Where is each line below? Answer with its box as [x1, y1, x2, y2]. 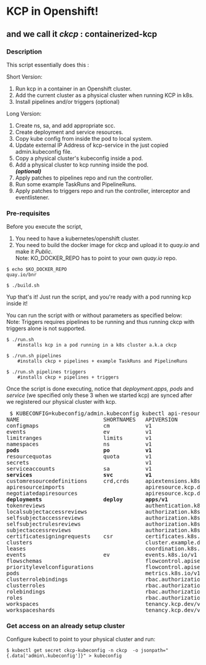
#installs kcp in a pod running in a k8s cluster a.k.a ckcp [17, 342, 177, 348]
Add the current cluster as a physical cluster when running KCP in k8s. [15, 91, 194, 99]
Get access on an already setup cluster [6, 622, 125, 631]
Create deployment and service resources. [15, 128, 124, 136]
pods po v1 [6, 447, 152, 454]
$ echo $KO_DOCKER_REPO [6, 266, 67, 273]
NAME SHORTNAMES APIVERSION [6, 416, 178, 423]
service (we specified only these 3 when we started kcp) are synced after [6, 392, 193, 399]
